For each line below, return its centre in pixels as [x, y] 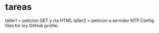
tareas [18, 7]
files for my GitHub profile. [32, 25]
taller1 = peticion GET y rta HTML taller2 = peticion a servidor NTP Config [79, 20]
